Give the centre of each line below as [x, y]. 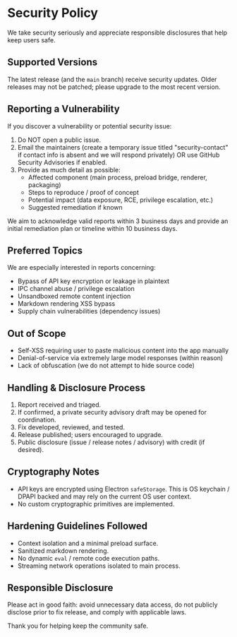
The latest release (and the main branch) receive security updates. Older [112, 79]
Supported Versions [52, 62]
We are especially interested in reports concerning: [82, 268]
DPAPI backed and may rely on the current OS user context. [104, 496]
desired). [31, 450]
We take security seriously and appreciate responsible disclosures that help [117, 32]
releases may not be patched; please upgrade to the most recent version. [114, 87]
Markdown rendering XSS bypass [66, 304]
